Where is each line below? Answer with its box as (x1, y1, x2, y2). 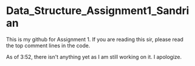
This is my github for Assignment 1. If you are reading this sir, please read (6, 36, 184, 43)
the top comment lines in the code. (6, 42, 90, 49)
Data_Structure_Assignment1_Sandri (6, 4, 190, 18)
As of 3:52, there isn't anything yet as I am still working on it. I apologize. (6, 53, 182, 60)
